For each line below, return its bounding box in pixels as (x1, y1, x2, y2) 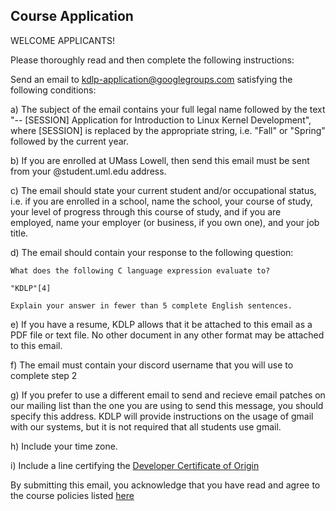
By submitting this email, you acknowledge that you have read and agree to (10, 479, 321, 491)
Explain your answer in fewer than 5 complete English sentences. (10, 300, 293, 311)
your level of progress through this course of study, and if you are (10, 205, 282, 218)
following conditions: (10, 84, 97, 96)
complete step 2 (10, 369, 78, 381)
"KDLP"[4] (10, 283, 52, 293)
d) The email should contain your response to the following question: (10, 246, 294, 258)
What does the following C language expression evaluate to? (10, 265, 271, 276)
